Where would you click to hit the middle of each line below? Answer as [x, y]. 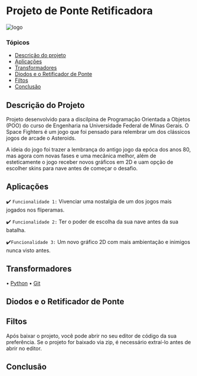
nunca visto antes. [29, 250]
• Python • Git [23, 283]
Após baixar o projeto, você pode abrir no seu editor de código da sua [91, 336]
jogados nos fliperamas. [35, 210]
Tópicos [18, 42]
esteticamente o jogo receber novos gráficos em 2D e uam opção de [90, 162]
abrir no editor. [24, 348]
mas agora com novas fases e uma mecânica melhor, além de [81, 156]
